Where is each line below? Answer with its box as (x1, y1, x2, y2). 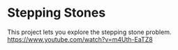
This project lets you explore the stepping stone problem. (7, 28, 172, 36)
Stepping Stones (7, 5, 106, 21)
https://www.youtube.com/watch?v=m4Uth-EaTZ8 (7, 35, 154, 43)
